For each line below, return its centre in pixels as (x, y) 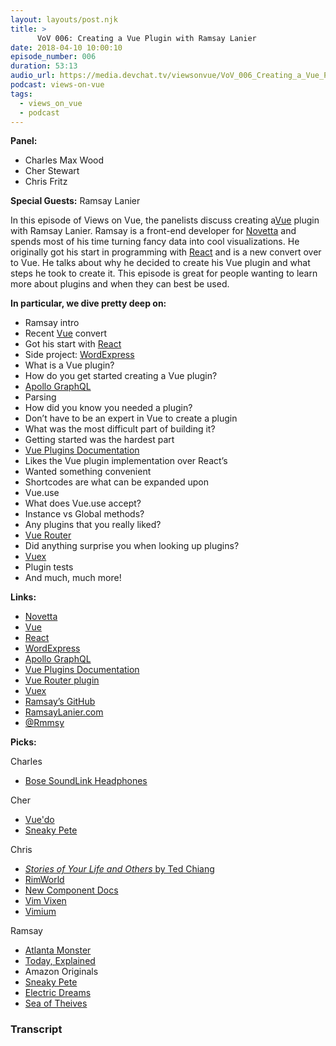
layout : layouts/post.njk (64, 19)
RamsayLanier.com (64, 712)
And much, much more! (73, 578)
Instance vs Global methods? (84, 514)
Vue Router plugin (62, 680)
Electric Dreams (58, 993)
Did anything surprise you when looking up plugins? (132, 546)
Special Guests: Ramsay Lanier (75, 201)
